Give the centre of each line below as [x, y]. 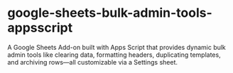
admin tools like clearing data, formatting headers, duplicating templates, [114, 55]
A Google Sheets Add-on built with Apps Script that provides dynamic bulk [116, 47]
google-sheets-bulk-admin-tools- [110, 13]
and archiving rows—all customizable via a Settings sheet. [93, 62]
